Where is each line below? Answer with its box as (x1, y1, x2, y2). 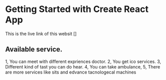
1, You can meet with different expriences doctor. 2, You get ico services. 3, (5, 58, 161, 64)
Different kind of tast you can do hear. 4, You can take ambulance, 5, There (5, 63, 160, 69)
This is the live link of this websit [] (5, 30, 77, 36)
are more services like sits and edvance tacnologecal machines (5, 69, 136, 75)
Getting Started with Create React (5, 3, 149, 15)
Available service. (5, 45, 63, 53)
